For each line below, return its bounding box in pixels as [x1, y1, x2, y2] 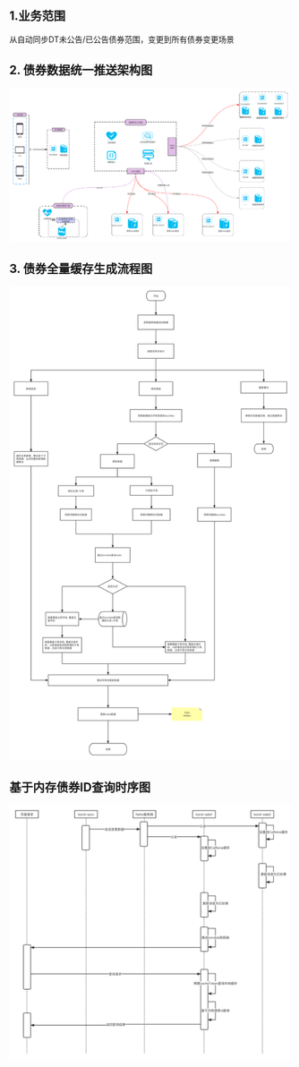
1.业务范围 [9, 8, 66, 24]
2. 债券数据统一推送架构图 [9, 63, 153, 78]
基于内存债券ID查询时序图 [9, 780, 151, 795]
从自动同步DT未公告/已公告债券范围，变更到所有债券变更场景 [9, 34, 235, 45]
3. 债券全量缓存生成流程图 [9, 261, 153, 277]
